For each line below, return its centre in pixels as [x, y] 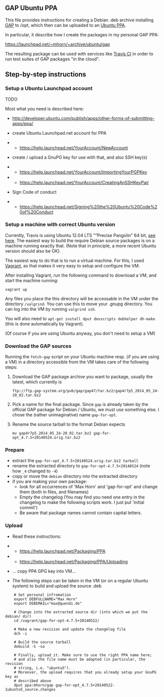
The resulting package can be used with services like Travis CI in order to [79, 54]
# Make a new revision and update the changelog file [70, 629]
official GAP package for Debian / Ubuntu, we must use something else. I [86, 409]
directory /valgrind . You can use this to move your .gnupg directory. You [79, 304]
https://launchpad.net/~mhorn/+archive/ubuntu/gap [58, 44]
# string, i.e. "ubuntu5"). [42, 668]
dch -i [21, 634]
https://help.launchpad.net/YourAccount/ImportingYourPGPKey [83, 172]
